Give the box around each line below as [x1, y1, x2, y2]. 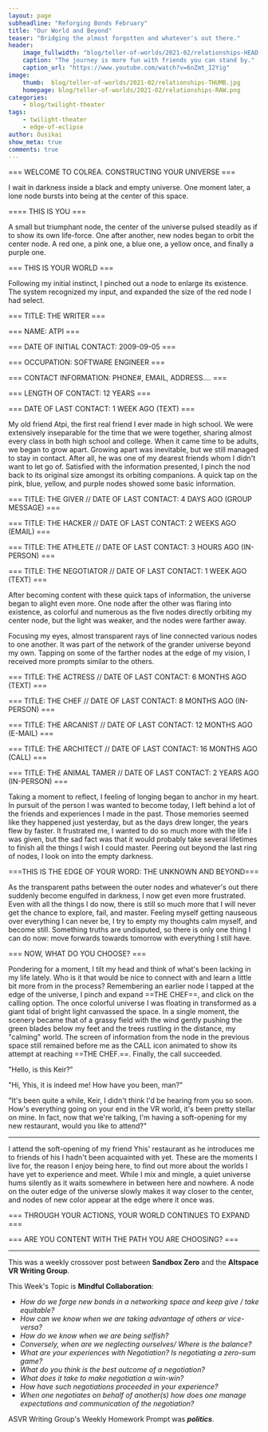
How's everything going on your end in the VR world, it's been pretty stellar [8, 1104, 256, 1114]
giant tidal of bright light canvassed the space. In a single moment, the [8, 1007, 239, 1016]
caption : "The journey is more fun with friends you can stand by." [22, 57, 255, 65]
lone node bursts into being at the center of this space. [8, 191, 189, 201]
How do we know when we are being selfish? [19, 1331, 169, 1341]
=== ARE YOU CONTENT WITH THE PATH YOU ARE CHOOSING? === [8, 1235, 239, 1244]
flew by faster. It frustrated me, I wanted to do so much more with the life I [8, 826, 252, 836]
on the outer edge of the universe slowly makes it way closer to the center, [8, 1187, 254, 1196]
